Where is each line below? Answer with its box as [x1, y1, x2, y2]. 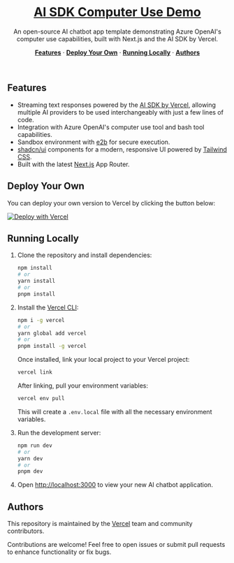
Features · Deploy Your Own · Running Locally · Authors [34, 48, 200, 57]
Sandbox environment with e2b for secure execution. [17, 138, 170, 146]
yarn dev [17, 455, 43, 462]
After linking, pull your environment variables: [17, 381, 149, 390]
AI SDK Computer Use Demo [34, 4, 201, 20]
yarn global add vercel [17, 330, 87, 337]
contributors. [7, 527, 45, 535]
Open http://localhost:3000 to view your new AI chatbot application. [17, 481, 213, 489]
